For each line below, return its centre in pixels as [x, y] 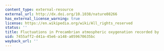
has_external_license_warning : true [42, 18]
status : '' [16, 28]
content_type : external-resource [39, 9]
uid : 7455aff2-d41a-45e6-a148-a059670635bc [50, 37]
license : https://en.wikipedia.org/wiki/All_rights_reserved [69, 23]
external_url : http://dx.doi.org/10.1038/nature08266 [61, 14]
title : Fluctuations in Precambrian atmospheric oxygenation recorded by [82, 32]
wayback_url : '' [22, 41]
